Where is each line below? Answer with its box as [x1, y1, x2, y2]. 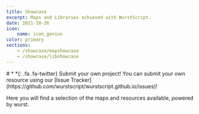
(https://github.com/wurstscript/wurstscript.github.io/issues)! [6, 82, 158, 90]
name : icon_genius [17, 31, 63, 37]
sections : [6, 43, 31, 49]
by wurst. [6, 100, 30, 108]
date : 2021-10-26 [6, 20, 50, 26]
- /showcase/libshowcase [17, 53, 79, 59]
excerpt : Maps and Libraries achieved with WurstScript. [6, 14, 152, 20]
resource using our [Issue [6, 76, 70, 83]
